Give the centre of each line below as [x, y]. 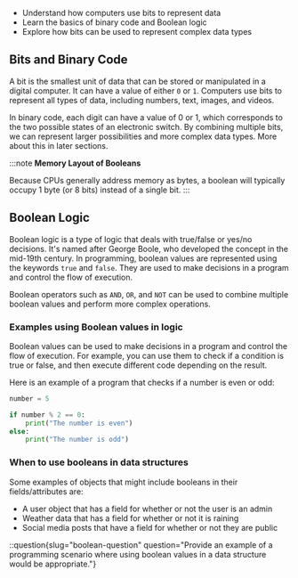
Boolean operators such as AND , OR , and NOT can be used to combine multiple [149, 294]
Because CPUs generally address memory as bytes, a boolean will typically [147, 180]
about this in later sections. [59, 145]
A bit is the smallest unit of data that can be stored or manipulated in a [138, 81]
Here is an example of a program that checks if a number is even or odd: [142, 382]
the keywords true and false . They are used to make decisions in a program [149, 267]
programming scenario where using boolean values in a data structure [138, 554]
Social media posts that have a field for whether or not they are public [150, 527]
